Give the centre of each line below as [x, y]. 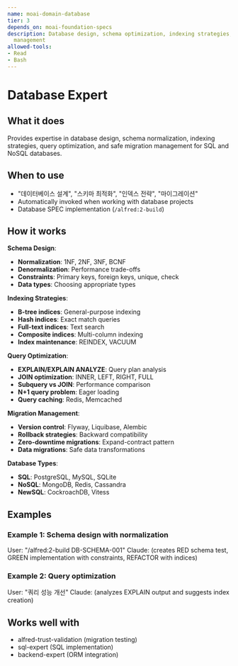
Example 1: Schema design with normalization [88, 534]
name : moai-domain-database [49, 14]
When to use [36, 175]
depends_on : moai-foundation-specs [60, 27]
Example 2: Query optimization [62, 576]
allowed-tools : [30, 47]
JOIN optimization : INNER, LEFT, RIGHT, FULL [85, 377]
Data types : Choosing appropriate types [76, 285]
